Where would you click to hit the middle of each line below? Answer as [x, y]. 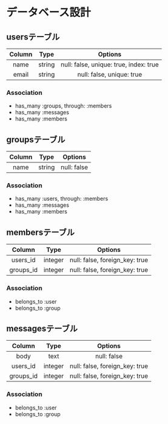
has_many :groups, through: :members [63, 106]
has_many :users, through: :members [62, 199]
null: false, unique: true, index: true [109, 64]
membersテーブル [40, 232]
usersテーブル [33, 37]
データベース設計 [49, 12]
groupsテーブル [36, 140]
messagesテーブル [42, 328]
